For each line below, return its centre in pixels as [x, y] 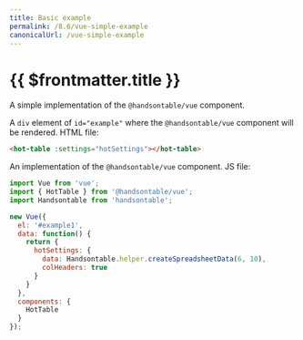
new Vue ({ [28, 216]
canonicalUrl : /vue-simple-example [77, 35]
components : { [44, 302]
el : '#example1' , [50, 225]
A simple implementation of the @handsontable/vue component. [127, 105]
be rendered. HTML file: [54, 132]
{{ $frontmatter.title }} [95, 80]
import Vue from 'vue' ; [55, 183]
